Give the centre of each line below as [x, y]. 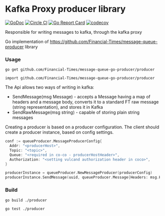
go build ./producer [26, 200]
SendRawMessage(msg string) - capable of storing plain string [76, 112]
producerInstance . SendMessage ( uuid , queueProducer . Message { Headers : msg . [82, 177]
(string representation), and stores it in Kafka [57, 107]
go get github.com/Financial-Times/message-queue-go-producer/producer [80, 70]
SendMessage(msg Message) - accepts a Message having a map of [81, 97]
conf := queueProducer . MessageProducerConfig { [54, 141]
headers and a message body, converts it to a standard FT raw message [85, 102]
